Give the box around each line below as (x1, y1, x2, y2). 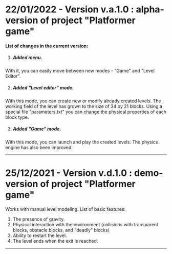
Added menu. (12, 55, 42, 61)
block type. (5, 114, 29, 120)
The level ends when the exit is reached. (12, 238, 98, 244)
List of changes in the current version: (5, 43, 89, 49)
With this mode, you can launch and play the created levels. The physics (5, 139, 158, 145)
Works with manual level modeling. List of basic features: (5, 206, 126, 212)
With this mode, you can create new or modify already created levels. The (5, 98, 161, 104)
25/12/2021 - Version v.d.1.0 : (5, 167, 132, 178)
